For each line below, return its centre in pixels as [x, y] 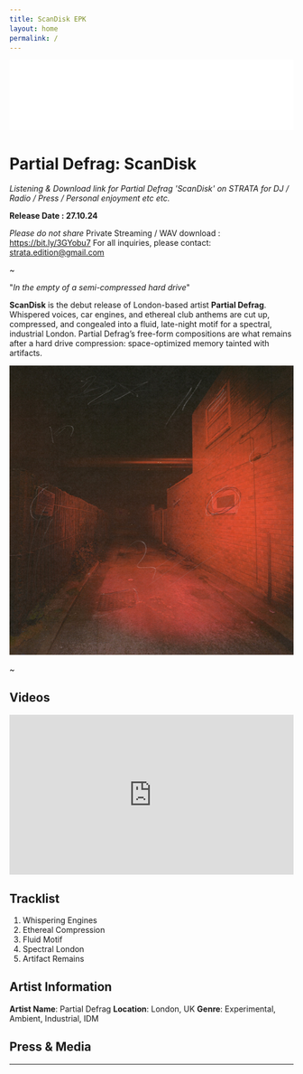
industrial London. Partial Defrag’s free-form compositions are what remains [151, 334]
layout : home [34, 28]
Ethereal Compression [64, 929]
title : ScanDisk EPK [48, 19]
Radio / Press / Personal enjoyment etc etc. [90, 198]
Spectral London [53, 948]
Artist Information [61, 987]
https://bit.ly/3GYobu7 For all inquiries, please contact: [110, 243]
